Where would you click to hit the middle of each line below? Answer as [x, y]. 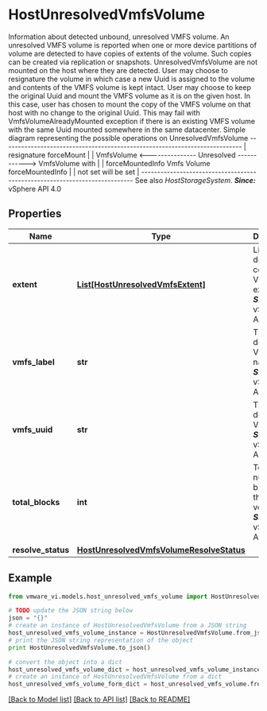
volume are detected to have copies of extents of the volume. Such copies [130, 53]
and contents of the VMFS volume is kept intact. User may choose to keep [130, 87]
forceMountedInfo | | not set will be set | [74, 172]
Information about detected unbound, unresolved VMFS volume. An [119, 37]
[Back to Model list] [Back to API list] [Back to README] [99, 699]
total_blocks [36, 502]
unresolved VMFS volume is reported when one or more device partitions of [132, 45]
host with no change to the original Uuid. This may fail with [104, 112]
